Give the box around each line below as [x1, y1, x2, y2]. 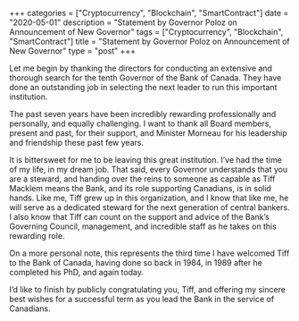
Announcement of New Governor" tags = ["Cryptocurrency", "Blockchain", [9, 27, 284, 37]
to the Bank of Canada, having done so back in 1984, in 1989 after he [9, 258, 263, 267]
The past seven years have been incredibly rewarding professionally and [9, 109, 277, 119]
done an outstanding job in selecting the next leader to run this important [9, 82, 278, 92]
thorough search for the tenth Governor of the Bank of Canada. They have [9, 72, 282, 83]
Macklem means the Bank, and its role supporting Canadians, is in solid [9, 183, 272, 193]
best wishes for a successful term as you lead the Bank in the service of [9, 294, 275, 304]
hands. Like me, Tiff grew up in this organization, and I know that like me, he [9, 192, 289, 203]
